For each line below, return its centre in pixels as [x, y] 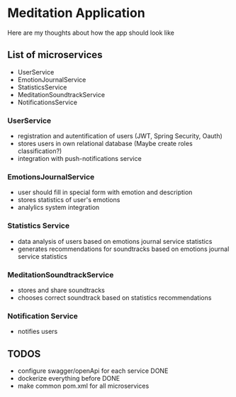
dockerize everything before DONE [69, 379]
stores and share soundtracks [61, 290]
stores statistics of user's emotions [69, 200]
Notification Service [43, 315]
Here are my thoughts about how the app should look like [91, 33]
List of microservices [55, 55]
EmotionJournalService [52, 79]
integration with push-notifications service [79, 159]
